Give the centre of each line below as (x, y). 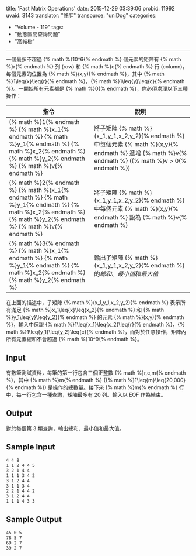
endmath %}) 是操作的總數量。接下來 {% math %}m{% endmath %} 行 (99, 387)
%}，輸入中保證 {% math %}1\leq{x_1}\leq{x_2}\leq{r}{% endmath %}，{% (96, 325)
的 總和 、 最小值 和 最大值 (126, 274)
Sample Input (31, 447)
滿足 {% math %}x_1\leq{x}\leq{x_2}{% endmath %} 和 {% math (87, 310)
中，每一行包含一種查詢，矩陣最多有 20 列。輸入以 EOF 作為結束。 (86, 394)
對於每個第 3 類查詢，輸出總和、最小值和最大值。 (65, 428)
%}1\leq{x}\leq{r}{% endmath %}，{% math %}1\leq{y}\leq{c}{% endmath (95, 81)
